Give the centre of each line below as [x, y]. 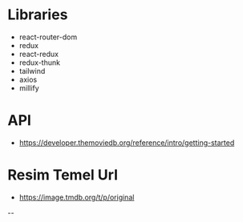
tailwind [32, 71]
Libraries [38, 15]
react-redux [39, 54]
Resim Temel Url [63, 175]
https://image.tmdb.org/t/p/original [77, 197]
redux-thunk [40, 63]
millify [29, 88]
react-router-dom [48, 37]
